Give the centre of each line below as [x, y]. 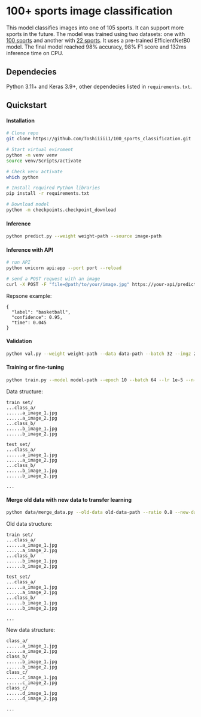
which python [22, 177]
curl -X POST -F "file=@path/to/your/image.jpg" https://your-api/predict [101, 284]
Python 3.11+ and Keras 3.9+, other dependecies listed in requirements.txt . [99, 86]
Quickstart [27, 105]
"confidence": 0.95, [37, 317]
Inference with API [30, 249]
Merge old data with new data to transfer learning [69, 499]
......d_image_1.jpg [32, 693]
